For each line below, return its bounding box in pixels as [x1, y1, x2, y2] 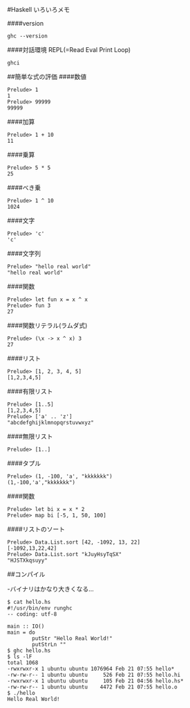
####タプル [7, 459, 41, 467]
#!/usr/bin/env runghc [7, 605, 73, 612]
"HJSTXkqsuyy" [7, 557, 48, 564]
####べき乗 [7, 184, 41, 191]
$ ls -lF [7, 653, 32, 660]
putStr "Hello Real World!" [32, 635, 113, 642]
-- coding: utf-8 [7, 611, 57, 618]
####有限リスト [7, 387, 53, 395]
